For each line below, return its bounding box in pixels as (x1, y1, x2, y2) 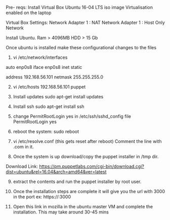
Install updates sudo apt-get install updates (13, 94, 104, 99)
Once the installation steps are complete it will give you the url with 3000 (13, 189, 165, 194)
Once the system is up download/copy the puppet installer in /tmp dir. (13, 154, 159, 159)
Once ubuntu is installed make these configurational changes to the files (6, 45, 156, 50)
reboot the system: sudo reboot (13, 129, 79, 134)
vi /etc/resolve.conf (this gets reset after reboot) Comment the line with (13, 138, 162, 144)
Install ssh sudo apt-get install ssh (13, 103, 84, 109)
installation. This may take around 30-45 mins (13, 209, 109, 215)
